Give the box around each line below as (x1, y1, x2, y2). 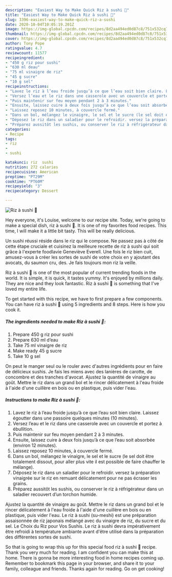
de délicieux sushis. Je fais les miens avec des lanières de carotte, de (5, 368, 153, 374)
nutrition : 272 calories (5, 165, 58, 170)
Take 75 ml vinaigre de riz (12, 342, 68, 348)
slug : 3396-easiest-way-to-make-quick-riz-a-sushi (5, 17, 116, 22)
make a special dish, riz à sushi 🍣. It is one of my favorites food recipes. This (5, 223, 167, 228)
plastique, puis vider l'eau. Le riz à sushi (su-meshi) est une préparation (5, 512, 157, 518)
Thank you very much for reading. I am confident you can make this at (5, 549, 154, 555)
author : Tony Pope (5, 41, 45, 46)
